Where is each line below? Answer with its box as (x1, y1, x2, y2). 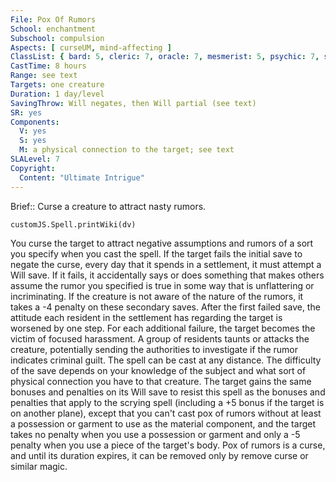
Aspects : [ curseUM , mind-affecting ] (10, 42, 172, 53)
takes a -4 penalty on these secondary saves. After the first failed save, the (10, 301, 321, 313)
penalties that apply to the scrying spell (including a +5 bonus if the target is (10, 396, 325, 408)
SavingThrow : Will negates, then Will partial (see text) (10, 98, 257, 108)
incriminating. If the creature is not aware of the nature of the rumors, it (10, 290, 304, 302)
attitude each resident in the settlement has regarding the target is (10, 311, 283, 323)
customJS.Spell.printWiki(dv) (10, 219, 137, 230)
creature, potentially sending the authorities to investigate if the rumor (10, 343, 299, 355)
